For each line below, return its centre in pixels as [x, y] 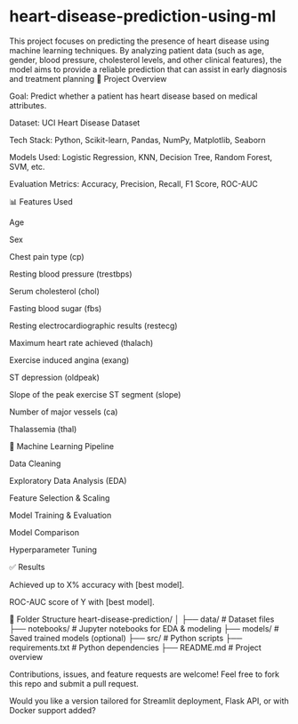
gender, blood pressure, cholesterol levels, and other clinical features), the [145, 60]
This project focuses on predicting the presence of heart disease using [139, 41]
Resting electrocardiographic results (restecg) [93, 326]
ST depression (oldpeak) [54, 377]
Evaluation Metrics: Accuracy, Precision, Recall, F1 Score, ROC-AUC [133, 183]
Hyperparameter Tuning [53, 550]
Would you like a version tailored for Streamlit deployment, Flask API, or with [149, 701]
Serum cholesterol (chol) [54, 291]
